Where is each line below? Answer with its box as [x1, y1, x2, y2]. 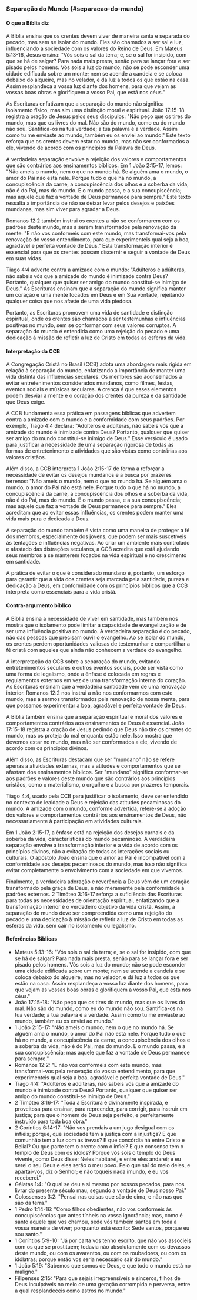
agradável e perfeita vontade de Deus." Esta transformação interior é [6, 243, 173, 250]
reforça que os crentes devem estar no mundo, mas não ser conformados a [6, 138, 189, 145]
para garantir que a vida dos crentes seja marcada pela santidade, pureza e [6, 576, 189, 583]
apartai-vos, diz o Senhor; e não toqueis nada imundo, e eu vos [14, 1168, 169, 1175]
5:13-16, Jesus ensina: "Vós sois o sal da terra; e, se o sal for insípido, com [6, 51, 187, 58]
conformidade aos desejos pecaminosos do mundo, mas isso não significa [6, 860, 187, 867]
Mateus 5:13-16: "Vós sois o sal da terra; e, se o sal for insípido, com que [14, 948, 191, 955]
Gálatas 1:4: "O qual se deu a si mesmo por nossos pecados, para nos [14, 1180, 185, 1187]
